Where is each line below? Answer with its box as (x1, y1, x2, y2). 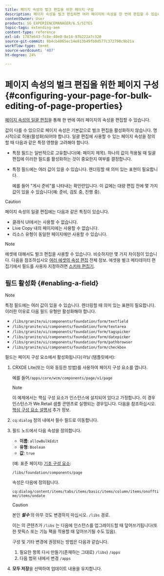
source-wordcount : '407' (5, 48, 56, 53)
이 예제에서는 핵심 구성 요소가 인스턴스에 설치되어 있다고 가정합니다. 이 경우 (12, 395, 156, 400)
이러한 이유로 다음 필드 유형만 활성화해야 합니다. (5, 308, 97, 315)
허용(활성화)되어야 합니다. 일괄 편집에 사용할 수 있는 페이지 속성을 (21, 134, 146, 139)
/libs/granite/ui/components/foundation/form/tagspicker (12, 330, 131, 335)
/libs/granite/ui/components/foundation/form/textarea (12, 324, 126, 329)
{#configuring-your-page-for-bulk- (5, 90, 152, 101)
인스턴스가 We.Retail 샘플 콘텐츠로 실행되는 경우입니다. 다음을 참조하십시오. (12, 401, 156, 407)
